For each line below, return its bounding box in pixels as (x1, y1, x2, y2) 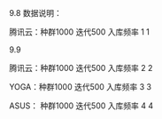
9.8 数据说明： (9, 8, 62, 18)
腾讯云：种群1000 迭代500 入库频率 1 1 (9, 27, 150, 37)
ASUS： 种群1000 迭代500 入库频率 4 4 (9, 100, 153, 111)
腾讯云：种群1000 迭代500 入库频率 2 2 (9, 63, 153, 73)
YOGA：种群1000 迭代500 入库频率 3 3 (9, 82, 152, 91)
